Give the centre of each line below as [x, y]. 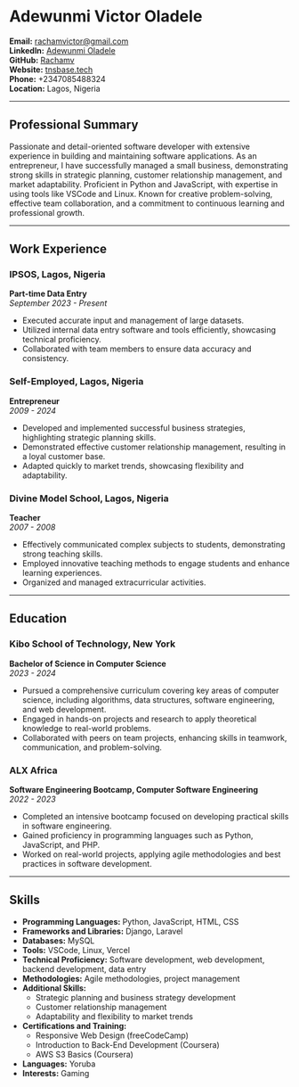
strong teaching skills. [62, 554]
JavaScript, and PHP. [61, 845]
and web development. [64, 709]
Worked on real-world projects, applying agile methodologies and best [151, 854]
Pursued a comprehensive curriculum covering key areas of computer [150, 690]
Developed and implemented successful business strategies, [134, 428]
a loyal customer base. [64, 456]
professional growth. [47, 212]
